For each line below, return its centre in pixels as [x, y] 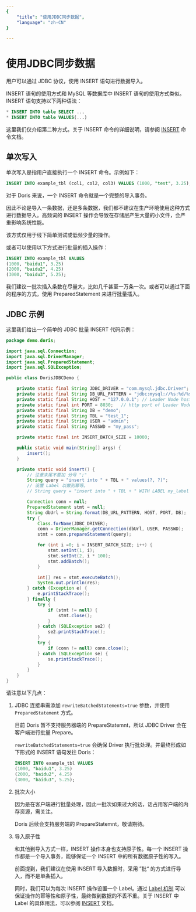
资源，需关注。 [38, 811]
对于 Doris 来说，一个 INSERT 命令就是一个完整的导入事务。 [78, 195]
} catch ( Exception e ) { [57, 588]
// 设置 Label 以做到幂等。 [57, 486]
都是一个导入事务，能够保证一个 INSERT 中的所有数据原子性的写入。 [102, 856]
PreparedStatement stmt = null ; [66, 507]
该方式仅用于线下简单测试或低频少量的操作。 [60, 234]
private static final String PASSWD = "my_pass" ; [78, 427]
